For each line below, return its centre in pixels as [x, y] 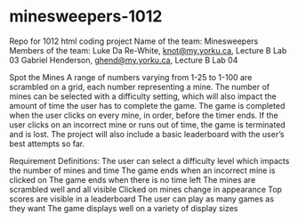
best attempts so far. [47, 144]
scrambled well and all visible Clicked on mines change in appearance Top [146, 189]
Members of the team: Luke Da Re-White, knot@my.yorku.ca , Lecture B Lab [148, 50]
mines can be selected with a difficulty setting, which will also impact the [143, 96]
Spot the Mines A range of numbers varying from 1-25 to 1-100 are [131, 77]
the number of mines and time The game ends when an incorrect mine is [142, 170]
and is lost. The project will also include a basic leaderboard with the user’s [147, 134]
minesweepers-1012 [86, 16]
